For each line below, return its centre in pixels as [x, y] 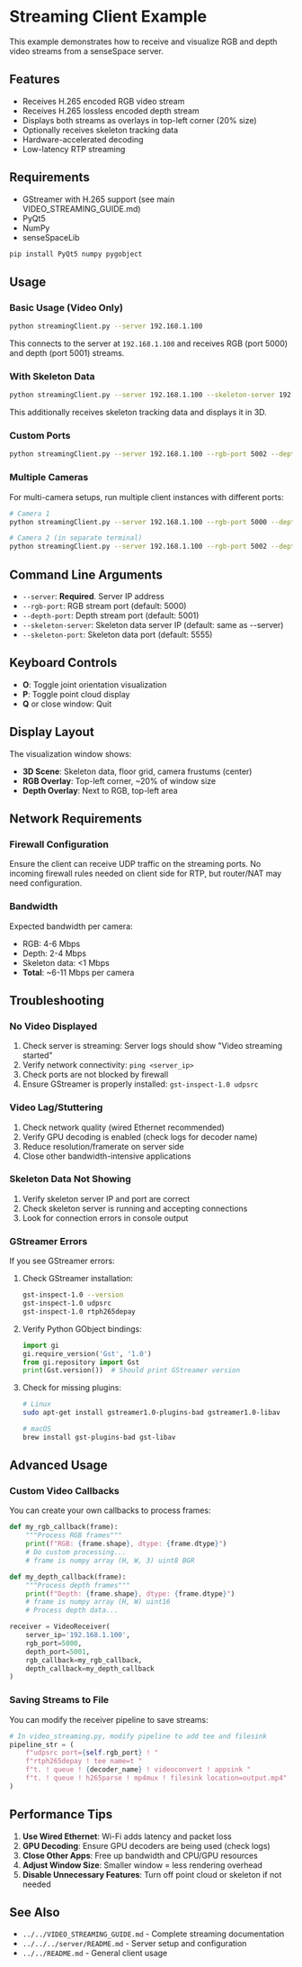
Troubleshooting [57, 1001]
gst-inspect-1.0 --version [73, 1295]
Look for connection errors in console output [105, 1217]
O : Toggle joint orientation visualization [95, 684]
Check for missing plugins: [71, 1388]
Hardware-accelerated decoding [83, 139]
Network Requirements [75, 819]
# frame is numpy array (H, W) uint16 [98, 1602]
